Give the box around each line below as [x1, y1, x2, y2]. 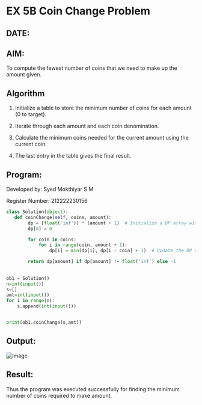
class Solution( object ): [6, 209, 69, 215]
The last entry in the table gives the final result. [14, 152, 132, 159]
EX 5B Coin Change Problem [6, 4, 150, 18]
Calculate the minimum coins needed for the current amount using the [14, 134, 189, 141]
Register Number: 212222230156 [6, 197, 88, 205]
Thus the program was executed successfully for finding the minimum [6, 385, 180, 392]
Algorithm [6, 88, 45, 99]
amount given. [6, 71, 42, 78]
